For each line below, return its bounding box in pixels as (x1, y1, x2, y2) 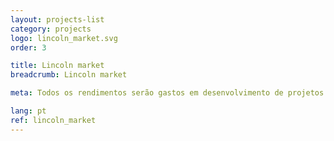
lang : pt (10, 106, 47, 116)
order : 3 (10, 42, 47, 53)
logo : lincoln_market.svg (10, 33, 118, 43)
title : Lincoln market (10, 61, 105, 71)
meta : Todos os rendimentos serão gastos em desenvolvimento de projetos (10, 88, 325, 98)
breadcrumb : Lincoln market (10, 70, 128, 80)
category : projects (10, 24, 92, 34)
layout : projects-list (10, 14, 105, 25)
